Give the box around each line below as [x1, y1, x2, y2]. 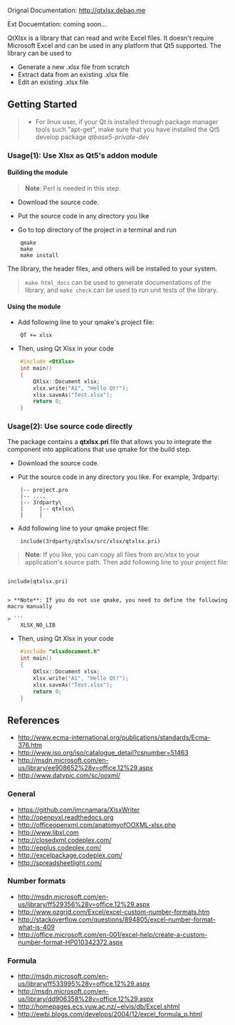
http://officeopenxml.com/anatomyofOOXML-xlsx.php [17, 820, 177, 829]
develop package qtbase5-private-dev [35, 132, 150, 141]
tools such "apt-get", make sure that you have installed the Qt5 [35, 125, 220, 133]
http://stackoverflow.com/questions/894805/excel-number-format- [17, 915, 216, 924]
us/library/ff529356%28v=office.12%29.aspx [17, 899, 150, 909]
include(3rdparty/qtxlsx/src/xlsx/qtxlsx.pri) [20, 538, 161, 545]
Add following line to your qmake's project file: [17, 318, 155, 327]
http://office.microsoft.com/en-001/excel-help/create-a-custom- [17, 930, 208, 939]
